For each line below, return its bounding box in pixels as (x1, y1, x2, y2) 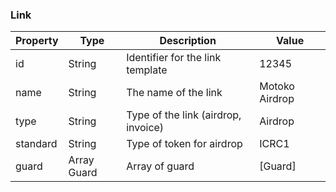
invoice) (126, 121, 165, 135)
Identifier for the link (126, 51, 222, 65)
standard (15, 137, 58, 151)
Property (15, 34, 59, 48)
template (126, 63, 168, 77)
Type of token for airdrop (126, 137, 243, 151)
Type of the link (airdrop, (126, 108, 242, 122)
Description (159, 34, 217, 48)
